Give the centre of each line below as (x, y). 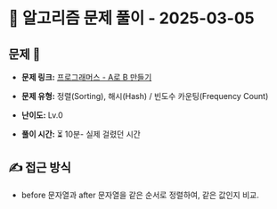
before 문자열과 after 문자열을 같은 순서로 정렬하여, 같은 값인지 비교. (140, 195)
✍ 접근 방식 (40, 167)
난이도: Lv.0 (42, 115)
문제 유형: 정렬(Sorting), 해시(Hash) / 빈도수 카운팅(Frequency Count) (145, 96)
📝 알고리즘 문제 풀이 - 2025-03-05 (131, 18)
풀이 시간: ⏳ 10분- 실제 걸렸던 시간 (81, 134)
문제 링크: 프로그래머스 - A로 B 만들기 (86, 77)
